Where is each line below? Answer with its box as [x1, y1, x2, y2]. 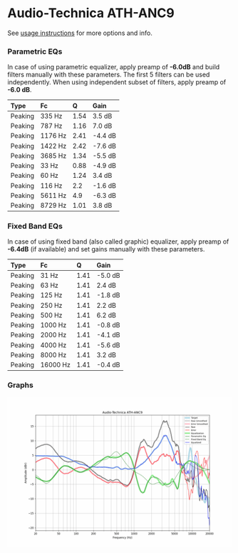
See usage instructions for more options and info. [7, 29, 153, 37]
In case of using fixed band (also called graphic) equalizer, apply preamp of [7, 237, 229, 246]
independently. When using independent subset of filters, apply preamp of [7, 78, 227, 86]
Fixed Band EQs [7, 221, 63, 231]
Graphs [7, 380, 33, 390]
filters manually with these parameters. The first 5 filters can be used [7, 70, 210, 79]
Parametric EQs [7, 46, 63, 56]
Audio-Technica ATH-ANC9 [7, 5, 175, 21]
